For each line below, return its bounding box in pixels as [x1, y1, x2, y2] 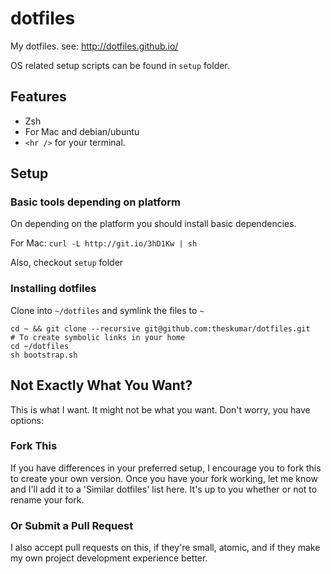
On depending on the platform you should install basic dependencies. [10, 218, 297, 230]
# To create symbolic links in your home [10, 332, 186, 342]
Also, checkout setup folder [10, 257, 124, 269]
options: [10, 414, 45, 426]
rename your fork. [10, 493, 85, 506]
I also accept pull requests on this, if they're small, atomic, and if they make [10, 542, 321, 554]
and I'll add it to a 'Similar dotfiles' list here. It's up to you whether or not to [10, 483, 318, 495]
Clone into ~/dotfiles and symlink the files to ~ [10, 304, 205, 316]
